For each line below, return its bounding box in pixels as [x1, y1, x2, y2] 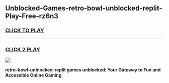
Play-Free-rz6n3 [5, 12, 59, 21]
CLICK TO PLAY [5, 27, 44, 34]
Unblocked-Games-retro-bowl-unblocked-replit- [5, 4, 162, 13]
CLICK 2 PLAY [5, 46, 40, 53]
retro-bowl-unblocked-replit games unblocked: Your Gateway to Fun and [5, 66, 161, 72]
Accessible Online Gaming [5, 72, 62, 78]
